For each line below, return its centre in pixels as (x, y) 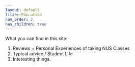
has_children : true (26, 24)
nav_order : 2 (19, 19)
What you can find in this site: (36, 39)
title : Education (24, 15)
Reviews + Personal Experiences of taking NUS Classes (71, 48)
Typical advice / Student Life (43, 54)
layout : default (22, 10)
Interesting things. (32, 59)
